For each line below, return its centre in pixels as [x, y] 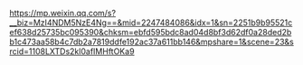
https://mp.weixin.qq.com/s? [62, 13]
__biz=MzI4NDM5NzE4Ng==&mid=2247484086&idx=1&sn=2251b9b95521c [151, 23]
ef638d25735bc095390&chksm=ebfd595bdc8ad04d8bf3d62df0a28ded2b [151, 32]
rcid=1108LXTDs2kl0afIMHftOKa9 [72, 51]
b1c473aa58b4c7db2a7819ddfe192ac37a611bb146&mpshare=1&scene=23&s [151, 42]
